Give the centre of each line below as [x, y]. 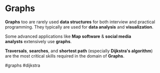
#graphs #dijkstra [22, 65]
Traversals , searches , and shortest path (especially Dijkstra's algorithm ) [79, 51]
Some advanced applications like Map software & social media [68, 36]
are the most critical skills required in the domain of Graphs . [65, 56]
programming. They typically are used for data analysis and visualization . [79, 27]
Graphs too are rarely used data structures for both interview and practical [80, 22]
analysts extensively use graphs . [38, 41]
